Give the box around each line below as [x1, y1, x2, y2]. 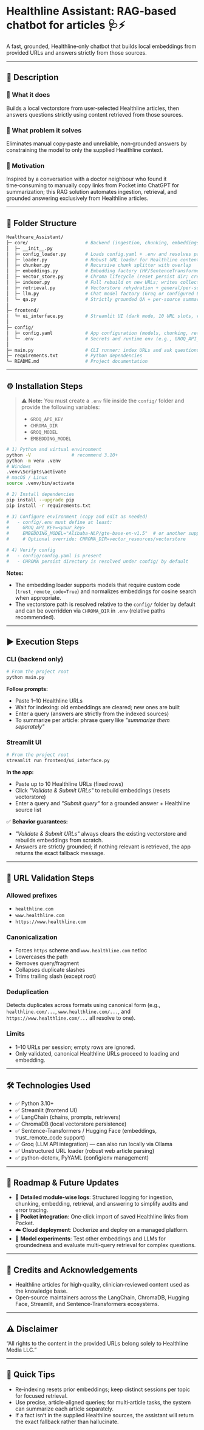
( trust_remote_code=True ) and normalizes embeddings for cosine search [15, 588, 197, 595]
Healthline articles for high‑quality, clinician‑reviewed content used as [15, 1281, 190, 1288]
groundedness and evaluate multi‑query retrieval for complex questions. [15, 1242, 196, 1249]
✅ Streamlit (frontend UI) [15, 1106, 78, 1113]
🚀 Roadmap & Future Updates [6, 1177, 120, 1188]
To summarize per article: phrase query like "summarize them [15, 717, 170, 724]
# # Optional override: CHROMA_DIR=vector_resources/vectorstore [6, 536, 186, 542]
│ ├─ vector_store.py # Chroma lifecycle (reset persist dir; [6, 273, 189, 280]
